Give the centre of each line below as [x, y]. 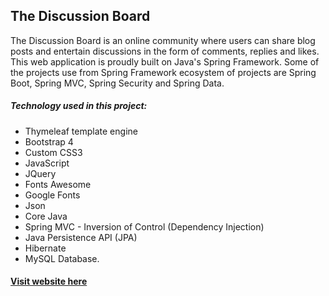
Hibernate [45, 248]
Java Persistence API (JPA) [81, 237]
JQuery [40, 173]
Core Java [46, 216]
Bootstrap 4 [49, 141]
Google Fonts [52, 195]
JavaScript [47, 163]
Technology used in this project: [79, 106]
